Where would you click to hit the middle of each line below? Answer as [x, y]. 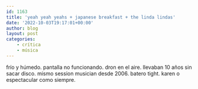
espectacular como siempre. [41, 80]
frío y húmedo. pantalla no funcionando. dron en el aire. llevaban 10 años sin [99, 67]
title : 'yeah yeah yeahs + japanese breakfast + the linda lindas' [91, 17]
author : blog [22, 28]
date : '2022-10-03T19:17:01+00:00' [50, 23]
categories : [21, 39]
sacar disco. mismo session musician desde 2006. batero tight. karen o [93, 73]
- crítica [29, 45]
